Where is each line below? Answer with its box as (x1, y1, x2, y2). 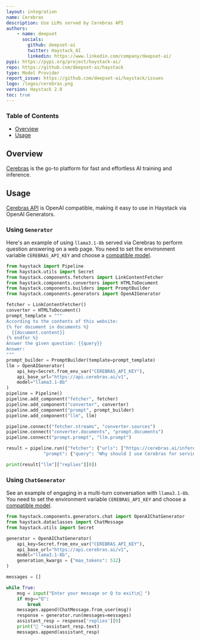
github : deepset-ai (27, 42, 76, 48)
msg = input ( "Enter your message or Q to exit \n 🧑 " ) (17, 590, 151, 596)
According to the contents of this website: (6, 318, 118, 324)
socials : (21, 36, 44, 42)
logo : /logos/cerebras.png (6, 81, 73, 87)
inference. (6, 171, 32, 178)
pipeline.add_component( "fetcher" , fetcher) (6, 396, 118, 402)
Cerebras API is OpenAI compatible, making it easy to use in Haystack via (6, 204, 186, 211)
